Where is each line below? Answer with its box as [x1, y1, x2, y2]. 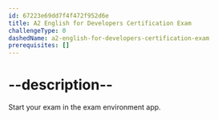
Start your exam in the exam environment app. [8, 102, 162, 112]
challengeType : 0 [8, 26, 67, 34]
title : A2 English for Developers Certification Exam [8, 19, 192, 27]
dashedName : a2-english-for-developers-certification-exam [8, 34, 210, 42]
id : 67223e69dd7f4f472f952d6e [8, 11, 110, 20]
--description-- [8, 76, 114, 94]
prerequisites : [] [8, 42, 70, 50]
